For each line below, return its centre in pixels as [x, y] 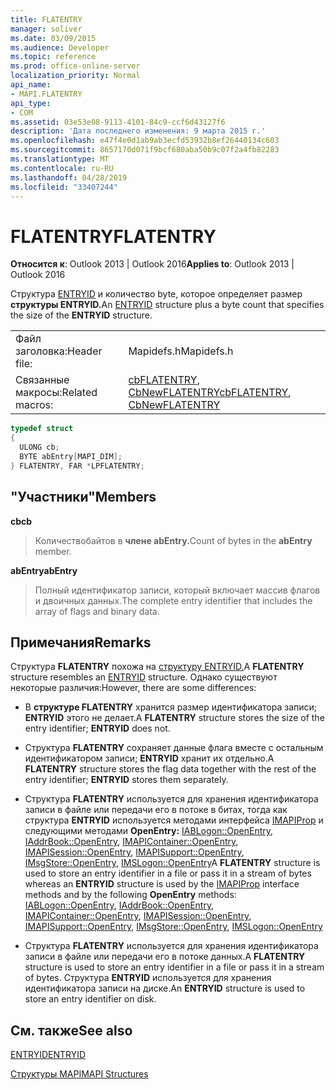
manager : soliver [46, 29]
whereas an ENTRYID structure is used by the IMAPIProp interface [162, 884]
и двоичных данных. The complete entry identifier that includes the [173, 600]
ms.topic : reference [53, 57]
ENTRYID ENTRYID [48, 1055]
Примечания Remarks [81, 642]
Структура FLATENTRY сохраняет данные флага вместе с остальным [174, 748]
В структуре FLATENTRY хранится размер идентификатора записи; [171, 707]
